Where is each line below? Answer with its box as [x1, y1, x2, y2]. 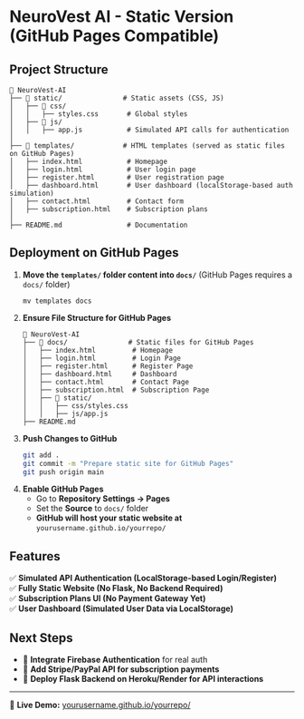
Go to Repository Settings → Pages [35, 493, 170, 504]
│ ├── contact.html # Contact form [9, 197, 184, 206]
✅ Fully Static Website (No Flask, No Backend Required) [9, 583, 223, 594]
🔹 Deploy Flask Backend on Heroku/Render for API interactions [22, 674, 264, 685]
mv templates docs [22, 296, 92, 306]
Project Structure [9, 62, 109, 77]
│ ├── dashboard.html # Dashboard [22, 369, 177, 378]
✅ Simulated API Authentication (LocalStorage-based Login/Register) [9, 573, 278, 584]
